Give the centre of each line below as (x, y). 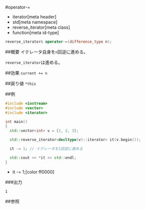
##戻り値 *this (21, 83)
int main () (16, 122)
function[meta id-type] (36, 33)
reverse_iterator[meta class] (41, 27)
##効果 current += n (26, 73)
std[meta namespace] (35, 22)
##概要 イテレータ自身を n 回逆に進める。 (47, 52)
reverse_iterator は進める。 (34, 62)
